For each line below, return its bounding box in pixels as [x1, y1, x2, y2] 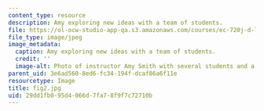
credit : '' [15, 55, 51, 63]
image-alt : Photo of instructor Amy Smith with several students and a [15, 63, 255, 70]
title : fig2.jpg [8, 84, 61, 92]
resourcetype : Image [8, 77, 76, 84]
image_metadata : [8, 41, 61, 48]
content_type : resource [8, 11, 86, 20]
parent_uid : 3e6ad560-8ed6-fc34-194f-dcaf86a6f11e [8, 70, 178, 77]
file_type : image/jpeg [8, 33, 82, 41]
